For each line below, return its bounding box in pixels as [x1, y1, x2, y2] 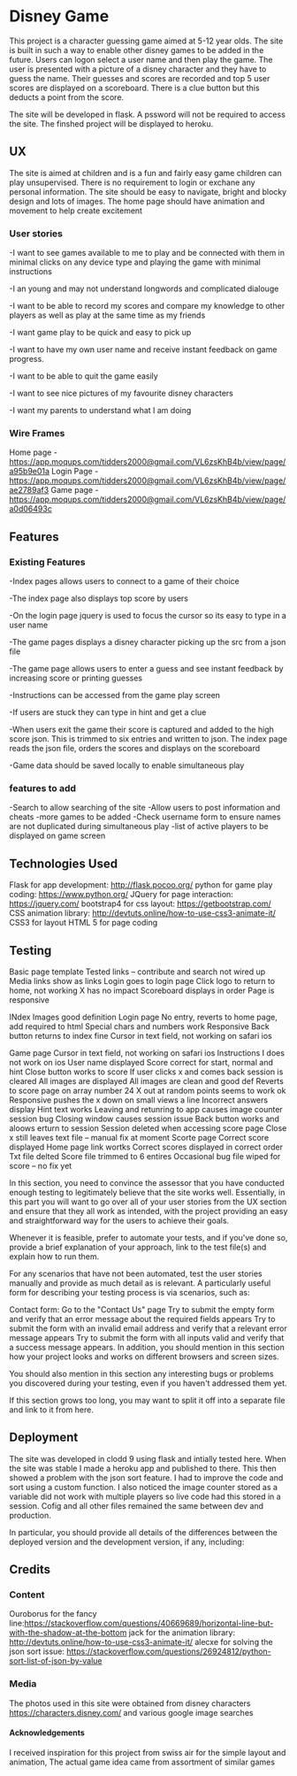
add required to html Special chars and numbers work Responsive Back [9, 1020, 270, 1032]
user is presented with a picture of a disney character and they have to [9, 64, 267, 74]
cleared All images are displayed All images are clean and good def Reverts [9, 1075, 285, 1086]
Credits [9, 1562, 51, 1577]
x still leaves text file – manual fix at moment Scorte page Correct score [9, 1132, 270, 1142]
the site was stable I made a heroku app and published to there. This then [9, 1463, 277, 1473]
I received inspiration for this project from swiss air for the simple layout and [9, 1747, 286, 1757]
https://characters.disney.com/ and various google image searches [9, 1707, 254, 1718]
